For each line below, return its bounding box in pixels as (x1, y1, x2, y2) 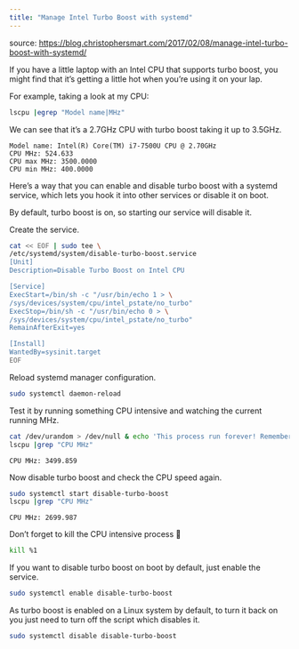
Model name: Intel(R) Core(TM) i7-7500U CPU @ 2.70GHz (9, 141, 217, 150)
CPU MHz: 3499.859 (9, 456, 77, 465)
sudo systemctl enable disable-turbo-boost (9, 589, 174, 598)
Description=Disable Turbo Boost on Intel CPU (9, 266, 185, 276)
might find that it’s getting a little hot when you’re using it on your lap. (9, 73, 263, 84)
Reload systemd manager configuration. (9, 372, 157, 382)
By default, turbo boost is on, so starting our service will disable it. (9, 206, 252, 218)
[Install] (9, 340, 46, 349)
